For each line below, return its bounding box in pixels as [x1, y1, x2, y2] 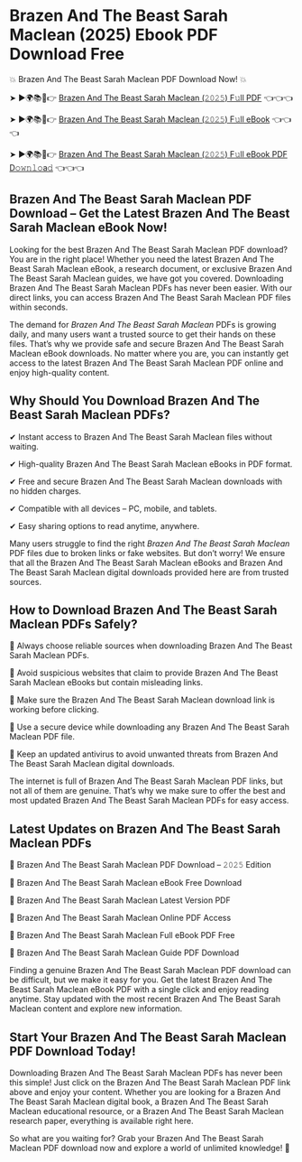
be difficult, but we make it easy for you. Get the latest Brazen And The [9, 974, 273, 985]
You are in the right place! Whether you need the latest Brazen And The [9, 254, 275, 265]
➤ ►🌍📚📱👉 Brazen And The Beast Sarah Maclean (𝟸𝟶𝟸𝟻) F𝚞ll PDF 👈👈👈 [9, 92, 293, 103]
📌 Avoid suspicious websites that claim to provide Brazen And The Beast [9, 667, 279, 678]
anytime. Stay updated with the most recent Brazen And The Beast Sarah [9, 994, 281, 1005]
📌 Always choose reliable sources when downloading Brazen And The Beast [9, 640, 293, 651]
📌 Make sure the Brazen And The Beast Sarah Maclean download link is [9, 694, 275, 705]
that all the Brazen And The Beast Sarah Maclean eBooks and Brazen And [9, 557, 283, 568]
